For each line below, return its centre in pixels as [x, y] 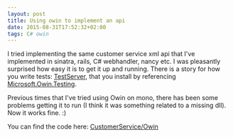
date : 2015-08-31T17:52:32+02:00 [57, 27]
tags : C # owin [28, 34]
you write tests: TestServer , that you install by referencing [92, 77]
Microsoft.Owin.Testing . [42, 84]
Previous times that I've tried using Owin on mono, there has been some [113, 98]
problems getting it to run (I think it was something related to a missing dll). [117, 105]
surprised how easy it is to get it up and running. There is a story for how [114, 69]
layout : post [27, 14]
